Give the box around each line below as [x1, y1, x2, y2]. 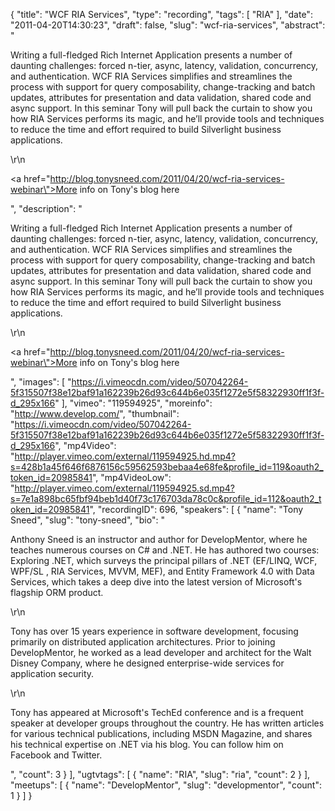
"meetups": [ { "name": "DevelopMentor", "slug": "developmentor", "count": [10, 779, 322, 791]
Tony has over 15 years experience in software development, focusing [10, 625, 299, 637]
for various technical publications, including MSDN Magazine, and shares [10, 728, 313, 739]
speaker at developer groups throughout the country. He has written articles [10, 717, 325, 729]
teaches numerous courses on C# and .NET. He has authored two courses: [10, 544, 320, 556]
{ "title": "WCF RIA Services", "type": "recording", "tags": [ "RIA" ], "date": [10, 9, 313, 20]
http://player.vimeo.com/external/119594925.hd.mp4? [14, 450, 236, 462]
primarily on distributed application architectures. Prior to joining [10, 636, 276, 648]
